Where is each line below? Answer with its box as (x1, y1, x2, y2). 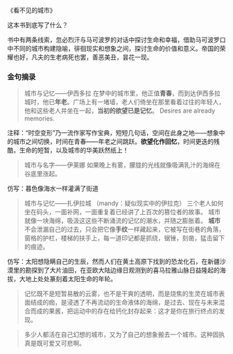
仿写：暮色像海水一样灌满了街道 (7, 184, 98, 193)
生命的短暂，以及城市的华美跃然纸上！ (19, 146, 129, 154)
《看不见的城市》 (7, 6, 56, 14)
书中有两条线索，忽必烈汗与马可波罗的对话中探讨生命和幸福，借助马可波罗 (7, 35, 220, 44)
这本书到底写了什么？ (7, 21, 68, 29)
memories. (24, 114, 55, 123)
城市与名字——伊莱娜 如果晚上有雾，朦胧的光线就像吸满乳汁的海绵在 (24, 161, 221, 169)
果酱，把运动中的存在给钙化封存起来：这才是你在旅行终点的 (48, 307, 219, 315)
